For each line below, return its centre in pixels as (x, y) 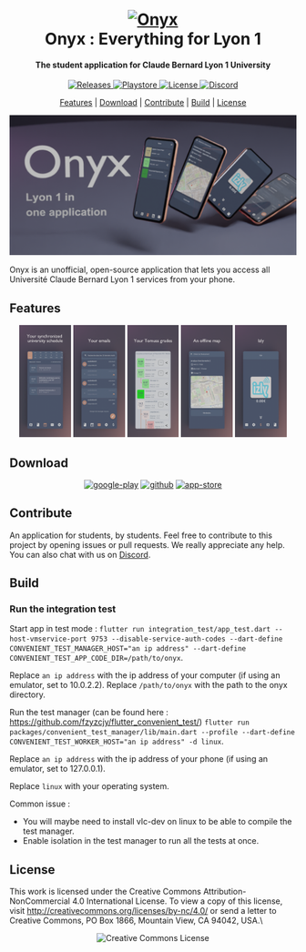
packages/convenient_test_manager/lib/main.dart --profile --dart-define (153, 733)
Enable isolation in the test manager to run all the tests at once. (141, 841)
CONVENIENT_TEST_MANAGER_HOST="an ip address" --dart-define (128, 649)
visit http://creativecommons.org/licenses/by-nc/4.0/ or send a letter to (143, 911)
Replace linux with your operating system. (90, 786)
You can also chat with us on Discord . (80, 554)
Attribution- (225, 892)
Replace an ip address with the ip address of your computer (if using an (145, 675)
